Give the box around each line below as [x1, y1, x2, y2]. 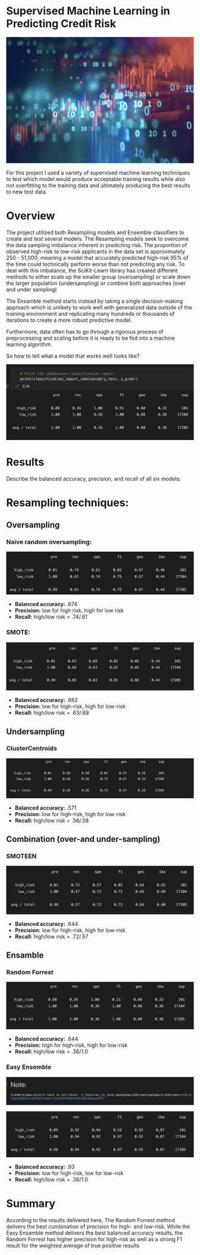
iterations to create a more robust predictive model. [6, 316, 132, 324]
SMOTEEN [6, 852, 37, 860]
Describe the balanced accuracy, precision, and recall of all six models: [6, 475, 181, 482]
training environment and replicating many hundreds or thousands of [6, 310, 175, 317]
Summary [6, 1197, 55, 1210]
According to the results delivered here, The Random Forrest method [6, 1216, 176, 1223]
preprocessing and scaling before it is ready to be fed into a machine [6, 334, 176, 342]
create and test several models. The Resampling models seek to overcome [6, 235, 189, 242]
